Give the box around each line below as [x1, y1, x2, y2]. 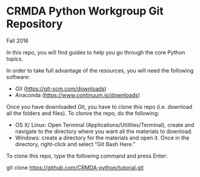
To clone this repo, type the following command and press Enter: [6, 152, 168, 159]
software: [6, 73, 30, 80]
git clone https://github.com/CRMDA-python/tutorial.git [6, 164, 144, 171]
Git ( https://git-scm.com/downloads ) [15, 85, 107, 92]
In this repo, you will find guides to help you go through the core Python [6, 48, 185, 56]
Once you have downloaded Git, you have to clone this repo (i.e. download [6, 103, 193, 110]
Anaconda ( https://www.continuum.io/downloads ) [15, 91, 141, 98]
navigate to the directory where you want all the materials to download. [15, 127, 193, 135]
